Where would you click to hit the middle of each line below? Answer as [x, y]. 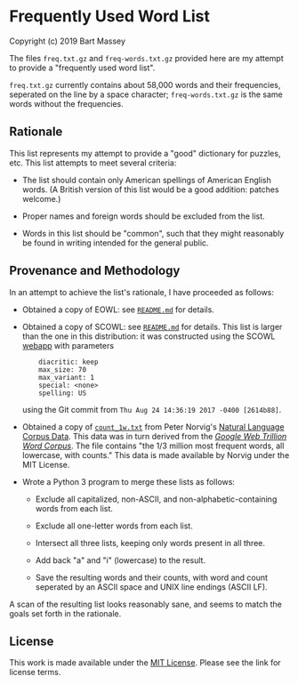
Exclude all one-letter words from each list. [114, 526]
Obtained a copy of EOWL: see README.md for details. [118, 310]
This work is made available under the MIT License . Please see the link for [145, 663]
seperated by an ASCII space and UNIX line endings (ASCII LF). [152, 587]
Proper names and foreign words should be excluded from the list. [143, 216]
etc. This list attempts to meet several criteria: [93, 163]
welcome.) [41, 198]
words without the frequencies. [67, 103]
